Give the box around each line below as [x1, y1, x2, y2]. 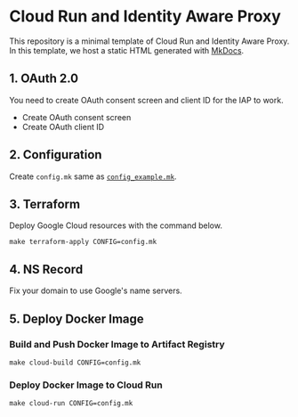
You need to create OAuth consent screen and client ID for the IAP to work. [9, 94, 284, 105]
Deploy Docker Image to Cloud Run [9, 379, 163, 391]
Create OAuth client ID [21, 121, 105, 132]
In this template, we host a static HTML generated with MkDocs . [9, 45, 245, 55]
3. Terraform [9, 196, 81, 211]
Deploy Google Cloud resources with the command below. [9, 220, 222, 231]
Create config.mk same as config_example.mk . [9, 171, 177, 182]
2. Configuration [9, 147, 102, 162]
